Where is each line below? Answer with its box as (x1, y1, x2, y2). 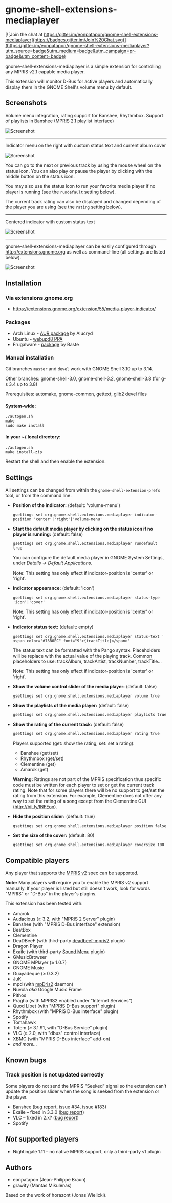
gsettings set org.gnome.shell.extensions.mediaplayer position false (12, 824, 167, 829)
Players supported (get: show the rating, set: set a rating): (12, 740, 135, 746)
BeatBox (12, 927, 31, 933)
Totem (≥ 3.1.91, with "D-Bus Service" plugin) (12, 1025, 108, 1031)
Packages (5, 319, 31, 326)
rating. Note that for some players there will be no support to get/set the (12, 787, 165, 793)
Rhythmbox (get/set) (20, 755, 64, 762)
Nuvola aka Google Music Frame (12, 987, 82, 993)
